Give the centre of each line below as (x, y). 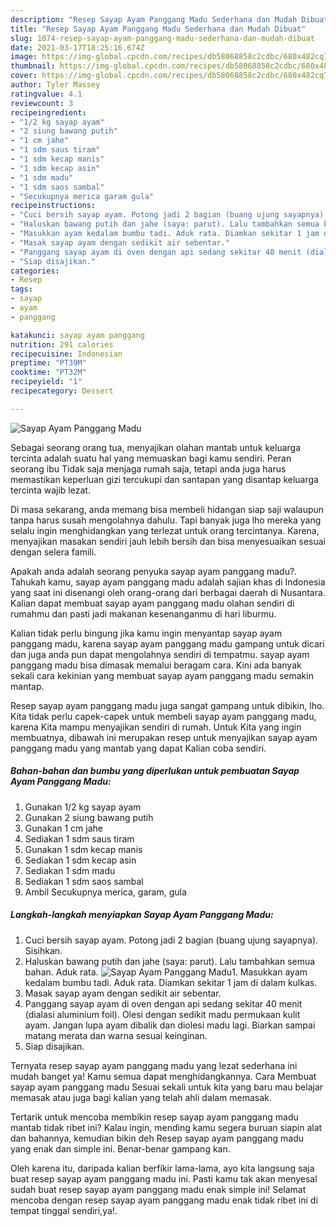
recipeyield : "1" (46, 382)
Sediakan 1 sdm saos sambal (84, 881)
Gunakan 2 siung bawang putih (89, 817)
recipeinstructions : (53, 206)
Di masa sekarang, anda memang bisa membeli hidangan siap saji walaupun (167, 509)
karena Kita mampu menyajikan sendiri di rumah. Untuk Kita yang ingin (156, 727)
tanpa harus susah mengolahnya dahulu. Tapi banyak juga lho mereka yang (166, 520)
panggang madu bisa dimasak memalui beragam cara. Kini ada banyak (156, 665)
